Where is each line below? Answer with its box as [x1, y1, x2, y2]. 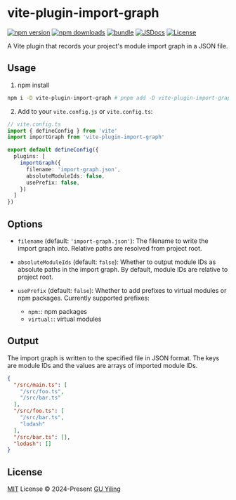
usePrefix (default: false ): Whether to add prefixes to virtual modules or [17, 286, 227, 294]
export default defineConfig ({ [7, 146, 99, 154]
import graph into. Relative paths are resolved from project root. [17, 244, 202, 252]
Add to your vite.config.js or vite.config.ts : [17, 107, 153, 115]
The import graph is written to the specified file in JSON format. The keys [7, 353, 220, 362]
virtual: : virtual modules [27, 315, 102, 323]
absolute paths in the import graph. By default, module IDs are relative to [17, 265, 228, 273]
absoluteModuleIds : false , [25, 172, 105, 180]
